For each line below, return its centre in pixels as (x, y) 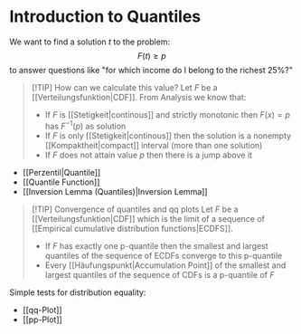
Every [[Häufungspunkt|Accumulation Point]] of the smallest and (165, 265)
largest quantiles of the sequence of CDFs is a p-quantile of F (160, 274)
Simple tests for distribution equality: (78, 292)
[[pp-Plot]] (42, 320)
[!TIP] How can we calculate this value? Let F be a (125, 87)
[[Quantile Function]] (61, 182)
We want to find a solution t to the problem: (89, 42)
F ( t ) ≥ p (152, 55)
